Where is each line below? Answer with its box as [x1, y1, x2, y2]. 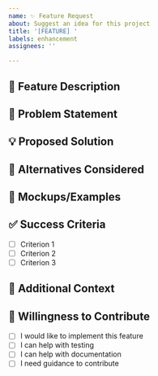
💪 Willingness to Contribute [8, 309, 150, 323]
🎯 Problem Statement [8, 107, 118, 120]
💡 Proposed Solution [8, 135, 114, 149]
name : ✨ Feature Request [8, 11, 94, 20]
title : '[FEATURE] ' [8, 27, 79, 35]
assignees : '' [8, 42, 57, 50]
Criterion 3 [19, 258, 57, 268]
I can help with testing [19, 340, 95, 350]
